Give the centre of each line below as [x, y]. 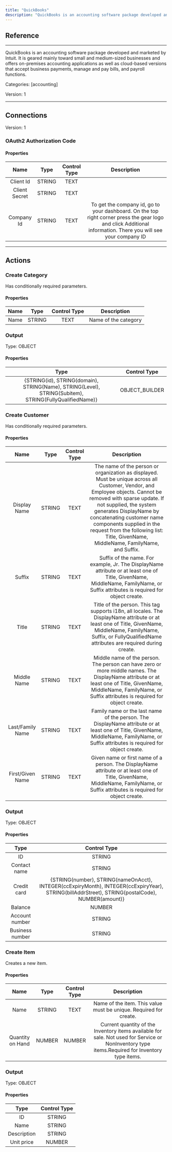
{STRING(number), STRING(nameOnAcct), [101, 879]
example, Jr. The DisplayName [127, 564]
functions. [16, 74]
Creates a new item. [26, 963]
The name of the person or [127, 466]
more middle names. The [127, 671]
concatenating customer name [127, 518]
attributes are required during [127, 643]
